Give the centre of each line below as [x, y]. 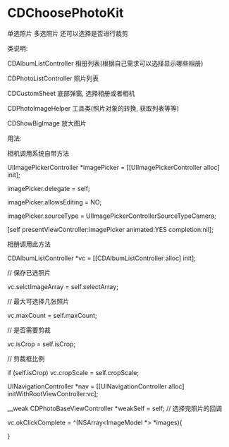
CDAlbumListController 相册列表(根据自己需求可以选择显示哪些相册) [105, 63]
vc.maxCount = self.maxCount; [52, 315]
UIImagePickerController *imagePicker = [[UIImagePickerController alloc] [113, 167]
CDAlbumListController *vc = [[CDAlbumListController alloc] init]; [101, 258]
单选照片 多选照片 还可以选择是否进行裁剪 [68, 33]
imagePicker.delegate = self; [49, 188]
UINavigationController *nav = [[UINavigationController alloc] [96, 386]
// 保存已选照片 [29, 272]
